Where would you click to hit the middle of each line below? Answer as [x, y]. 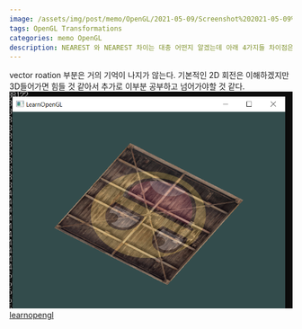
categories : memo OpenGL [56, 38]
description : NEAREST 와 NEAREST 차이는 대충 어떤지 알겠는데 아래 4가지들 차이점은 [151, 48]
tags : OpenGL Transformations [66, 28]
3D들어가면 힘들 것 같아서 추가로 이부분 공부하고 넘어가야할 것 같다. [127, 86]
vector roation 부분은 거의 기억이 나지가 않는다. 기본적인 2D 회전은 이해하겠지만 [149, 76]
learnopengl [31, 315]
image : [22, 19]
